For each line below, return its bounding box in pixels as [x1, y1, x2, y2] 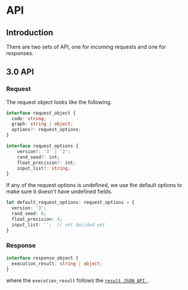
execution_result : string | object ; [11, 261, 103, 267]
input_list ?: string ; [17, 165, 70, 171]
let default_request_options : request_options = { [6, 200, 135, 206]
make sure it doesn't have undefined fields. [6, 188, 113, 195]
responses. [6, 50, 34, 57]
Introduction [6, 28, 54, 38]
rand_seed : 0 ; [11, 210, 47, 217]
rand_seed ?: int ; [17, 154, 60, 160]
